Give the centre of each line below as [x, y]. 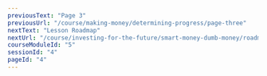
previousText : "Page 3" [47, 15]
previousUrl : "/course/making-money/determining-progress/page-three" [127, 23]
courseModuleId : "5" [42, 45]
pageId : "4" [27, 60]
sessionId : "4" [33, 52]
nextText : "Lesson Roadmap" [54, 30]
